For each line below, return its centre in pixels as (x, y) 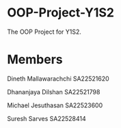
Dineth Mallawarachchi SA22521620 (58, 78)
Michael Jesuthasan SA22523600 (55, 105)
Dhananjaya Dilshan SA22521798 (54, 92)
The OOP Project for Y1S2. (44, 32)
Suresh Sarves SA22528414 (47, 118)
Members (35, 60)
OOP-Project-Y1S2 (61, 13)
